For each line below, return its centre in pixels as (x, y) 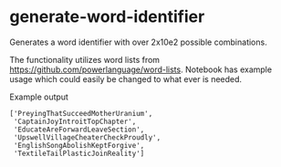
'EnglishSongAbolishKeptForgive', (79, 145)
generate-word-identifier (107, 17)
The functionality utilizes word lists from (85, 59)
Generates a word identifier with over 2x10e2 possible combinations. (138, 42)
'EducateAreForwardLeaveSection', (79, 130)
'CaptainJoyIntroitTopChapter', (75, 121)
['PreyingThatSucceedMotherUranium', (81, 113)
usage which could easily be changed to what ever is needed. (126, 78)
